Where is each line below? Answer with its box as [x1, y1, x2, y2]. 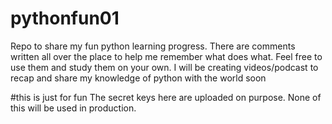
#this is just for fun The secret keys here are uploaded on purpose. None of [10, 91, 322, 103]
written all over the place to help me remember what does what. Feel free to [10, 50, 323, 62]
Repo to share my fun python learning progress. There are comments [10, 40, 296, 52]
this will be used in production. [10, 102, 137, 114]
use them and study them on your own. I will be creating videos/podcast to [10, 61, 319, 73]
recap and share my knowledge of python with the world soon [10, 72, 267, 84]
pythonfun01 [10, 7, 120, 30]
